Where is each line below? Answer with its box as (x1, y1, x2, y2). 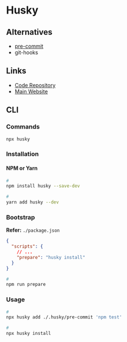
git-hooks (14, 49, 38, 56)
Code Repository (14, 81, 56, 88)
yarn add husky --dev (6, 199, 59, 205)
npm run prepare (6, 281, 46, 288)
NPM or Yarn (6, 165, 38, 172)
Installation (6, 150, 39, 158)
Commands (6, 123, 40, 131)
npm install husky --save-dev (6, 183, 81, 189)
